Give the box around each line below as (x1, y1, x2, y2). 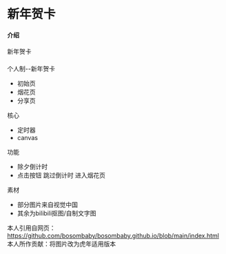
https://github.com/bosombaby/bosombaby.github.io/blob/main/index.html (7, 231, 219, 240)
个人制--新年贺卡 (7, 64, 55, 72)
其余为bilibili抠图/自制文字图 (17, 208, 96, 217)
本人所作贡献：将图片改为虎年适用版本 (7, 240, 116, 248)
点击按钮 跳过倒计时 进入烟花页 (17, 170, 105, 179)
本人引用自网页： (7, 224, 56, 232)
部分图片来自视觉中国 (17, 200, 78, 208)
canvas (17, 133, 38, 141)
